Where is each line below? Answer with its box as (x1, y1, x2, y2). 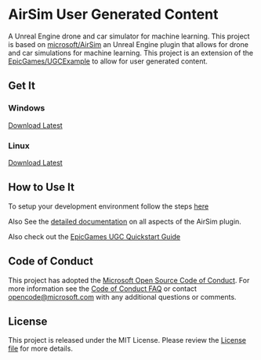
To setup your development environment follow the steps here (8, 202, 209, 211)
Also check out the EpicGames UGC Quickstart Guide (8, 231, 181, 241)
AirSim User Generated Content (8, 5, 219, 24)
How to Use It (8, 180, 74, 194)
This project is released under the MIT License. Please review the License (8, 336, 247, 345)
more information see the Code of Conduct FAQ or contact (8, 284, 198, 293)
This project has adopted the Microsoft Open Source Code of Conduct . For (8, 275, 250, 285)
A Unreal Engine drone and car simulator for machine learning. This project (8, 31, 250, 41)
